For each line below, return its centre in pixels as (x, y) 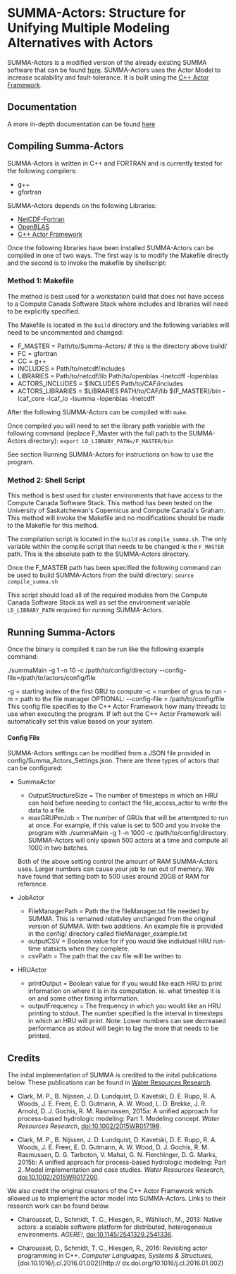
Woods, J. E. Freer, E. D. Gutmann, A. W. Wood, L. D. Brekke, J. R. (112, 1103)
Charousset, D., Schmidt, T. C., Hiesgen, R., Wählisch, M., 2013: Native (120, 1219)
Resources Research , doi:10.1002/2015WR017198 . (89, 1126)
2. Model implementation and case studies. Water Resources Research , (121, 1169)
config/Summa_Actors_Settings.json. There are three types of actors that (113, 761)
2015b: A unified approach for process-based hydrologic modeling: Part (122, 1162)
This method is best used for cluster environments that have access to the (115, 495)
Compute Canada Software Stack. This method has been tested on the (110, 503)
